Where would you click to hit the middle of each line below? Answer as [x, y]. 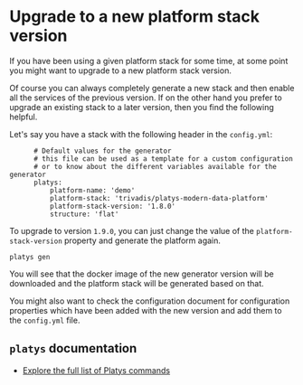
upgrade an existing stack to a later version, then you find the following [142, 107]
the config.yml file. [45, 320]
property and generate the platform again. [143, 240]
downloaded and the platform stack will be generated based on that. [137, 283]
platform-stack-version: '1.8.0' [113, 206]
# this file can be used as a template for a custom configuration [163, 159]
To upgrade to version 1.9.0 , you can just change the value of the [132, 230]
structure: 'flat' [84, 214]
